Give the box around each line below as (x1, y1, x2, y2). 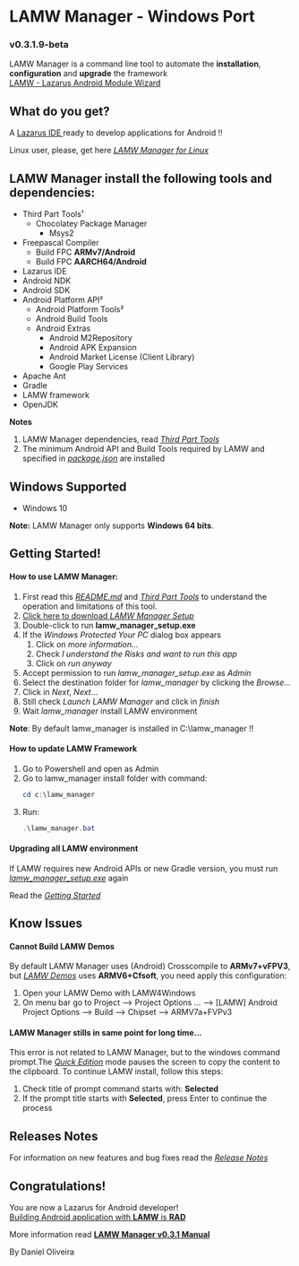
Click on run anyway (35, 657, 112, 669)
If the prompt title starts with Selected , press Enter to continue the (21, 1093, 267, 1104)
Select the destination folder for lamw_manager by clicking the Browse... (21, 677, 291, 688)
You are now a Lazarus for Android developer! (9, 1202, 179, 1213)
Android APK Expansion (48, 343, 137, 353)
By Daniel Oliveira (9, 1246, 74, 1257)
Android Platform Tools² (35, 304, 124, 315)
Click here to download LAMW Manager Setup (21, 610, 194, 620)
